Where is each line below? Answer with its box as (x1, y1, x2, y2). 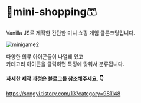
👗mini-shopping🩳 (6, 5, 97, 19)
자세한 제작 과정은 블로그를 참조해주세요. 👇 (6, 75, 104, 82)
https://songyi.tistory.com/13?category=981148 (6, 90, 121, 97)
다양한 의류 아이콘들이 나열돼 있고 (6, 53, 84, 60)
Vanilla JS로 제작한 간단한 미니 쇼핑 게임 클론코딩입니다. (6, 29, 136, 36)
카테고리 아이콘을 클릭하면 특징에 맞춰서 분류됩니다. (6, 60, 124, 67)
